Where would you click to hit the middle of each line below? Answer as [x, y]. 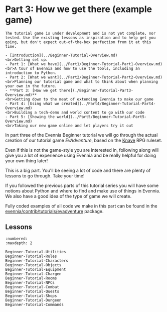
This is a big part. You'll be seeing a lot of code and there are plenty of [78, 170]
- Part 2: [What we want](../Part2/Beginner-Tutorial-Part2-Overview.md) [84, 77]
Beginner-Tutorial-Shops [31, 296]
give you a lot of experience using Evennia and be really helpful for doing [81, 155]
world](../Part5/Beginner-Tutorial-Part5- [102, 117]
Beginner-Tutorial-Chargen [33, 274]
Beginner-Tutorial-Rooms [31, 278]
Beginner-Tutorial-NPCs [30, 282]
